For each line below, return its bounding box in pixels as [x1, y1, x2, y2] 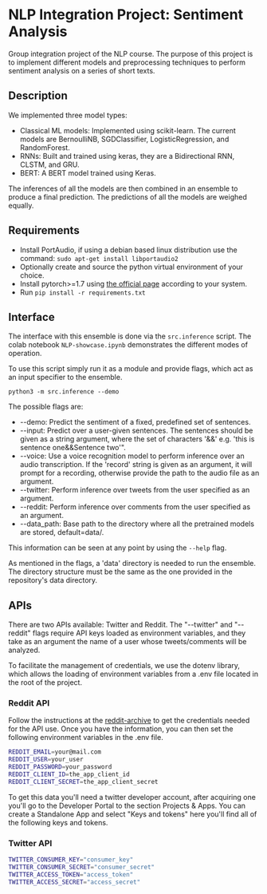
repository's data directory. [8, 576, 98, 585]
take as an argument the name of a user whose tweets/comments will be [8, 637, 247, 647]
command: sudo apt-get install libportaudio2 [19, 253, 179, 263]
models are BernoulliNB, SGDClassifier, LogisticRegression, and [19, 134, 230, 144]
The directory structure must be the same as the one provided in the [8, 567, 233, 576]
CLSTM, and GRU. [19, 160, 80, 169]
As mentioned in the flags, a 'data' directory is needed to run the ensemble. [8, 559, 257, 568]
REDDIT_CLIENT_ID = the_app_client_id [8, 770, 130, 779]
